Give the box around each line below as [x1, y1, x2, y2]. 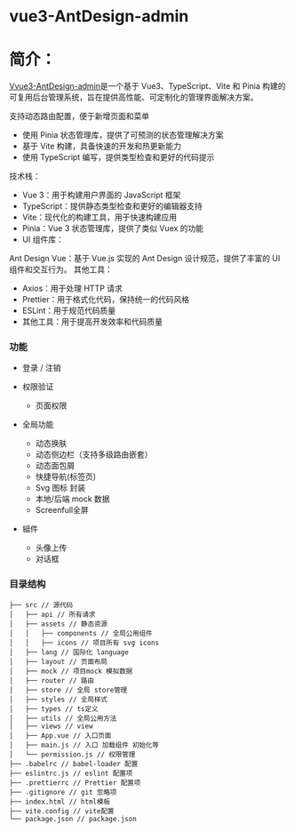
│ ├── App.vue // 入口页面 [9, 731, 112, 740]
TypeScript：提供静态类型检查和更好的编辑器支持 [21, 201, 203, 212]
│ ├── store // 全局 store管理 [9, 685, 128, 694]
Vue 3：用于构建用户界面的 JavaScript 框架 [21, 189, 181, 201]
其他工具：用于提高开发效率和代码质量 [21, 316, 163, 327]
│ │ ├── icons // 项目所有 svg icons [9, 638, 160, 647]
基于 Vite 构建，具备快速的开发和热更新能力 [21, 140, 182, 152]
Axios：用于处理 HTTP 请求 [21, 283, 123, 294]
